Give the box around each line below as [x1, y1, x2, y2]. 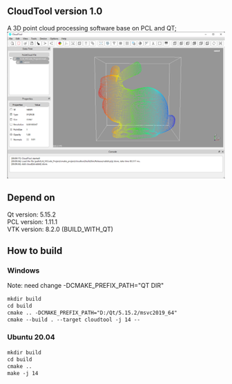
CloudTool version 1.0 [7, 6, 103, 17]
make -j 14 [7, 369, 39, 376]
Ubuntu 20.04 [7, 332, 55, 342]
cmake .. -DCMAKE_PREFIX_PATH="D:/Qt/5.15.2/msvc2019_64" [7, 309, 177, 317]
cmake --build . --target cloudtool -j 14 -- [7, 316, 140, 324]
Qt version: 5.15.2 [7, 210, 57, 219]
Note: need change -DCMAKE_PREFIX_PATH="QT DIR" [7, 282, 164, 290]
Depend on [7, 192, 55, 203]
